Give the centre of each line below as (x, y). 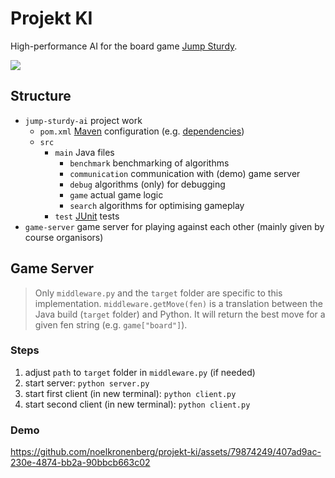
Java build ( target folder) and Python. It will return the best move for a (180, 314)
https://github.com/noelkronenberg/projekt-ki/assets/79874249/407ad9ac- (166, 452)
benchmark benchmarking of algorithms (149, 163)
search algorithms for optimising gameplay (157, 205)
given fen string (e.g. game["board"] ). (111, 324)
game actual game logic (116, 194)
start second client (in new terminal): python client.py (137, 404)
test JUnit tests (87, 216)
